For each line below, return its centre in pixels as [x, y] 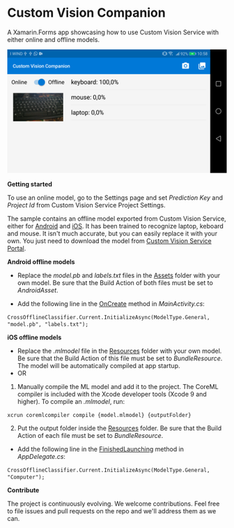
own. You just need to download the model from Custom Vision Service [109, 241]
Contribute [23, 490]
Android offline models [41, 262]
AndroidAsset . [38, 291]
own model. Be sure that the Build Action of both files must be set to [115, 283]
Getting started [30, 184]
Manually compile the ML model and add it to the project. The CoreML [118, 387]
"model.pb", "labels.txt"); [48, 325]
